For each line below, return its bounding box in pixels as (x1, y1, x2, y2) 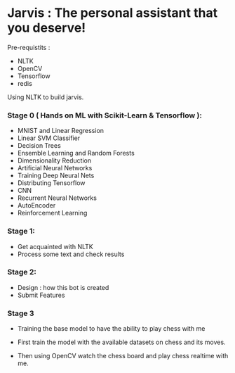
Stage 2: (7, 267, 37, 277)
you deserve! (7, 20, 86, 36)
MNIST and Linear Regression (17, 127, 104, 135)
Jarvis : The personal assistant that (7, 5, 218, 21)
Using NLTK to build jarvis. (7, 93, 84, 101)
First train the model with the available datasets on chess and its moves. (17, 338, 226, 346)
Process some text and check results (17, 250, 125, 258)
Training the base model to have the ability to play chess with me (17, 324, 206, 333)
